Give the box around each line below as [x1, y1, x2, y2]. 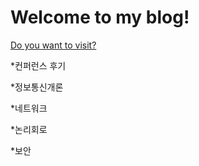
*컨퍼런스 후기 [10, 59, 67, 71]
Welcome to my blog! [10, 6, 190, 29]
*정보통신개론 [10, 81, 64, 93]
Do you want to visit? [10, 39, 97, 51]
